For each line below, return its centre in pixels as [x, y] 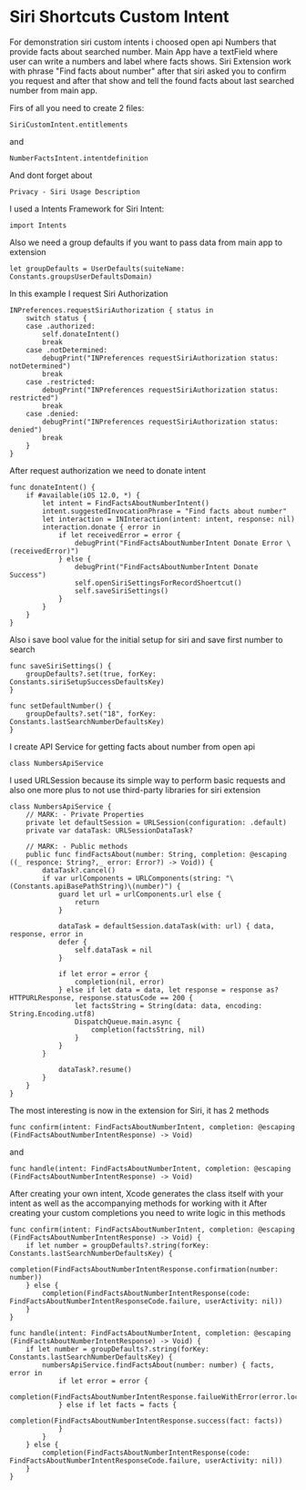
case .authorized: [61, 326]
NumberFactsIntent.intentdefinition [79, 158]
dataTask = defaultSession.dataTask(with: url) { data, [166, 926]
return [87, 902]
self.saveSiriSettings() [122, 591]
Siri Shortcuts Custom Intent [119, 17]
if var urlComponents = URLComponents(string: [132, 878]
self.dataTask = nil [113, 950]
